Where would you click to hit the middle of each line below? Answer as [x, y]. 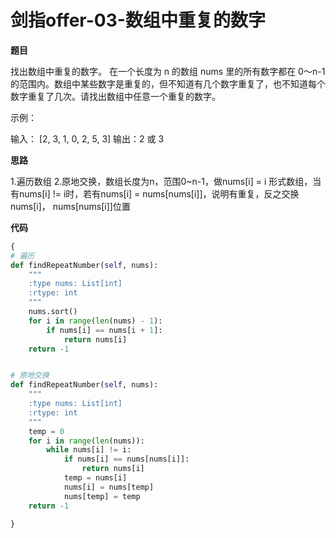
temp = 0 [46, 431]
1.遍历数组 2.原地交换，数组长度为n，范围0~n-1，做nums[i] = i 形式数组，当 [166, 181]
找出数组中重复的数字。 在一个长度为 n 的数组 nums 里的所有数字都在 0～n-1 [168, 71]
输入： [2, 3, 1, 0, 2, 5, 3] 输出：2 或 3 [87, 138]
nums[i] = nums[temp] [109, 487]
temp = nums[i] [95, 478]
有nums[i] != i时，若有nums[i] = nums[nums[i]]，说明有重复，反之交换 [155, 193]
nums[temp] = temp [102, 496]
